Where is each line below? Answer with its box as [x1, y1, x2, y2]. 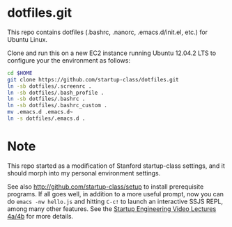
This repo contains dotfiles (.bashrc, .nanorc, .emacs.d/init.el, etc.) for [7, 28, 208, 36]
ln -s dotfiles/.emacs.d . [7, 115, 86, 123]
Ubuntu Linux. [7, 35, 47, 43]
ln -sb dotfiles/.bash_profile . [7, 89, 105, 96]
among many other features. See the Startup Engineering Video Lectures [7, 204, 217, 213]
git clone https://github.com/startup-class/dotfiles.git [7, 76, 179, 83]
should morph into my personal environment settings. [7, 169, 161, 177]
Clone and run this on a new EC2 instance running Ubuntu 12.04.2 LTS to [7, 49, 217, 57]
